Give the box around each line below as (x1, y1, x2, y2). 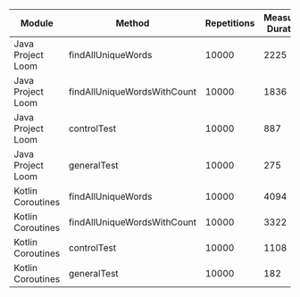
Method (115, 17, 150, 29)
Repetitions (204, 17, 255, 29)
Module (20, 17, 54, 29)
